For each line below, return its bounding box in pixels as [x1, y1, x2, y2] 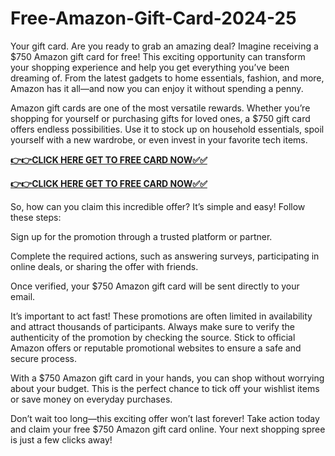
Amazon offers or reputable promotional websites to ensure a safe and [10, 342, 302, 354]
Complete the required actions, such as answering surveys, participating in [10, 250, 320, 262]
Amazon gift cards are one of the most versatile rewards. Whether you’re [10, 102, 311, 114]
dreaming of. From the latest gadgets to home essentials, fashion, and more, [10, 72, 325, 84]
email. [10, 290, 36, 302]
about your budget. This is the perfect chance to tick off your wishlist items [10, 382, 320, 394]
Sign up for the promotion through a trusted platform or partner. [10, 230, 273, 242]
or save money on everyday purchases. [10, 393, 173, 405]
